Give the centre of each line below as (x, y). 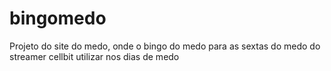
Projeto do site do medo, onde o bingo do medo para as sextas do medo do (165, 46)
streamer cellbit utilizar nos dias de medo (94, 56)
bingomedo (58, 18)
